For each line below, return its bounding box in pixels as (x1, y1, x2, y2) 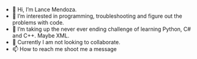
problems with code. (12, 19, 64, 26)
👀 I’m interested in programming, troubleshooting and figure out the (12, 12, 182, 20)
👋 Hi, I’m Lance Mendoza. (12, 6, 77, 13)
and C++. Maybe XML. (12, 32, 70, 39)
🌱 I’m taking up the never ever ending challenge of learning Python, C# (12, 25, 191, 33)
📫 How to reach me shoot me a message (12, 45, 117, 52)
